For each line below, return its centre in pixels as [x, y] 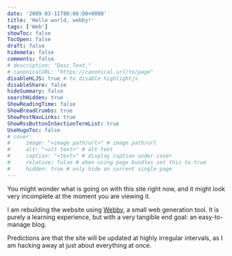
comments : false [31, 59]
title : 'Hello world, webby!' [51, 20]
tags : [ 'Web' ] [28, 26]
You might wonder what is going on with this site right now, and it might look [116, 189]
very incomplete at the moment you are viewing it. [79, 196]
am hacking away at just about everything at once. [79, 245]
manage [19, 224]
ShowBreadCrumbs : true [40, 111]
